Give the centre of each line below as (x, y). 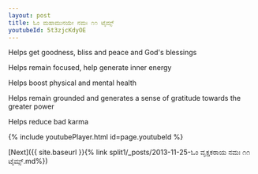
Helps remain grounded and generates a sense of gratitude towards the (125, 98)
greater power (31, 106)
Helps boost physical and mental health (72, 83)
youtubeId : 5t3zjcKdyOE (47, 30)
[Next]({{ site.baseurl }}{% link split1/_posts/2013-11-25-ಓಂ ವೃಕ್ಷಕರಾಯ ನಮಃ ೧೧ (129, 152)
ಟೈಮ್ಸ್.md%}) (28, 161)
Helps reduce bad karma (49, 122)
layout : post (30, 15)
